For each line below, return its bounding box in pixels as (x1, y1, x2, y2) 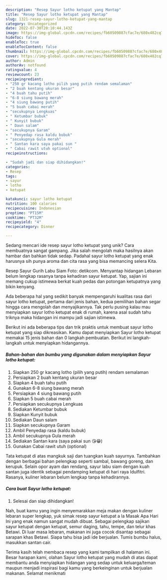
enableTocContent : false (5, 44, 57, 49)
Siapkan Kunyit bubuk (12, 411, 57, 417)
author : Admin (5, 58, 35, 63)
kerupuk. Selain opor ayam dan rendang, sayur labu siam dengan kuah (5, 464, 150, 469)
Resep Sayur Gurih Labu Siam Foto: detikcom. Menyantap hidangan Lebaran (5, 268, 162, 274)
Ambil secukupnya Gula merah (12, 433, 76, 439)
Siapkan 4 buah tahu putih (12, 379, 67, 386)
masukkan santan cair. (5, 539, 52, 545)
